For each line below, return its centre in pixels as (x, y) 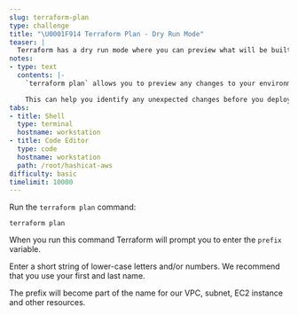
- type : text (33, 67)
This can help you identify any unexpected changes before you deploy (158, 99)
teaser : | (27, 42)
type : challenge (39, 26)
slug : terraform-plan (49, 17)
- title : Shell (37, 116)
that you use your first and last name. (77, 276)
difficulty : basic (43, 174)
